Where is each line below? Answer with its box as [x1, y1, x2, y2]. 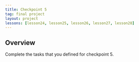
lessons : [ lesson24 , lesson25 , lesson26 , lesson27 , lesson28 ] [5, 20, 135, 26]
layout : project [5, 16, 38, 21]
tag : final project [5, 12, 45, 16]
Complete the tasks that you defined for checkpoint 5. [5, 51, 114, 57]
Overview [5, 38, 36, 46]
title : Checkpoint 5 [5, 7, 47, 12]
